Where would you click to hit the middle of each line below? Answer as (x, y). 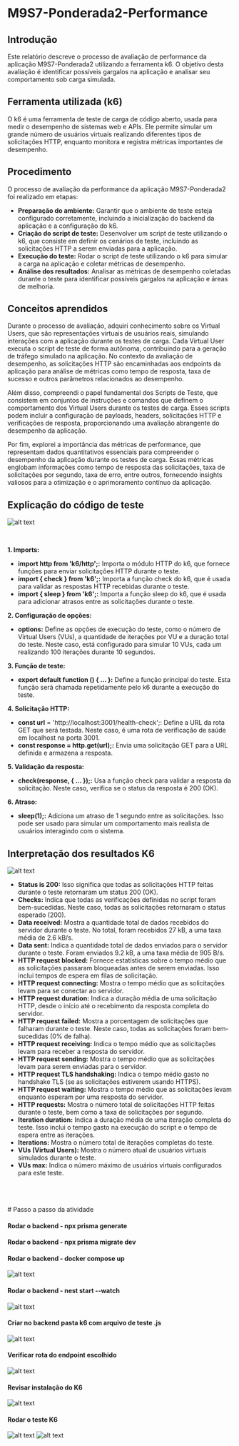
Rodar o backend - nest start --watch (63, 1291)
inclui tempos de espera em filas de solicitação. (88, 975)
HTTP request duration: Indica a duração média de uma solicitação (117, 998)
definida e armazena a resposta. (65, 753)
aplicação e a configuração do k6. (68, 226)
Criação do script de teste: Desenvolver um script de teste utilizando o (122, 233)
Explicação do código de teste (76, 505)
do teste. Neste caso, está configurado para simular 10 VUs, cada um (120, 645)
